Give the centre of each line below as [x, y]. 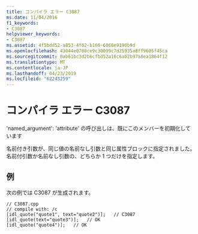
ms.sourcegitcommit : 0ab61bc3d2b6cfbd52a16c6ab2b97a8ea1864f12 [87, 57]
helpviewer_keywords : [33, 34]
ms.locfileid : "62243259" [38, 79]
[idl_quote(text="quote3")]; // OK [53, 220]
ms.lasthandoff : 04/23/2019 [41, 73]
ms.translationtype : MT [36, 62]
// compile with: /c [32, 209]
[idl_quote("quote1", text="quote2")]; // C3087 [71, 214]
